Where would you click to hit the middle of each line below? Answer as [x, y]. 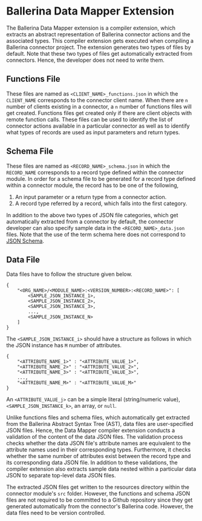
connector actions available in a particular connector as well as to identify [98, 126]
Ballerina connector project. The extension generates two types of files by [99, 47]
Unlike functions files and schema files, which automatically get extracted [98, 418]
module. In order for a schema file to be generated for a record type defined [101, 179]
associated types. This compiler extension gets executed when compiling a [100, 41]
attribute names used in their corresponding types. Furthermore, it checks [99, 450]
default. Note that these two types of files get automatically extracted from [99, 53]
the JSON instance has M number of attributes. [64, 346]
